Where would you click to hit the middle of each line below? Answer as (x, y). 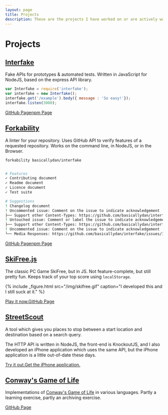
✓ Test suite (19, 192)
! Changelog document (28, 206)
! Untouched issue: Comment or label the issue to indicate (69, 220)
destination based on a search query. (43, 334)
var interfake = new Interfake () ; (41, 94)
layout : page (19, 10)
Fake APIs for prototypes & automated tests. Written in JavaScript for (76, 74)
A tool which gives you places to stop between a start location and (74, 329)
